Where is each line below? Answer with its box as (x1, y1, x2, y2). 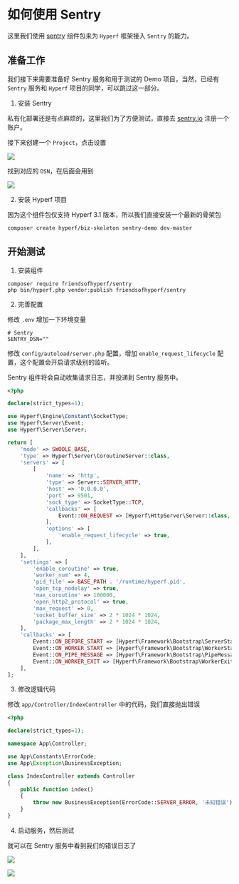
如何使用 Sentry (7, 6, 102, 23)
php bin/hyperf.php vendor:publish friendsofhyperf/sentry (7, 286, 186, 293)
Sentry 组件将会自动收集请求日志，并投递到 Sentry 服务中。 (7, 372, 183, 382)
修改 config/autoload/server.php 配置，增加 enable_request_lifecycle (7, 349, 216, 357)
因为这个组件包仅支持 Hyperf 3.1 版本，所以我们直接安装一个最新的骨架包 (7, 210, 222, 218)
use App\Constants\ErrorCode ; (7, 753, 97, 761)
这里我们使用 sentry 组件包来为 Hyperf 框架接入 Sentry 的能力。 (7, 31, 193, 40)
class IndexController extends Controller (7, 772, 135, 780)
